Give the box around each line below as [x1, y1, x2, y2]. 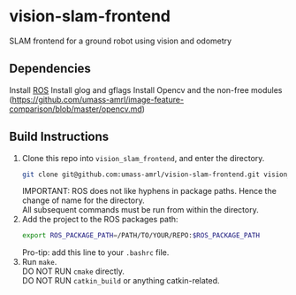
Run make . [21, 257, 57, 268]
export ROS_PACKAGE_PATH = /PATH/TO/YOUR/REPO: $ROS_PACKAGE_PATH [21, 231, 261, 240]
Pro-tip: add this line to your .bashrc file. [21, 247, 170, 258]
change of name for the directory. [21, 195, 146, 206]
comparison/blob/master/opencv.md [9, 104, 143, 114]
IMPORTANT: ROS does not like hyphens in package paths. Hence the [21, 186, 277, 197]
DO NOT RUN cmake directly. [21, 266, 125, 276]
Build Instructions [9, 129, 110, 144]
